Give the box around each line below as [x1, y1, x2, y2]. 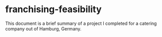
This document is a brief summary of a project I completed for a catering [5, 20, 157, 26]
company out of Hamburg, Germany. [5, 25, 82, 31]
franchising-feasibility [5, 4, 102, 15]
